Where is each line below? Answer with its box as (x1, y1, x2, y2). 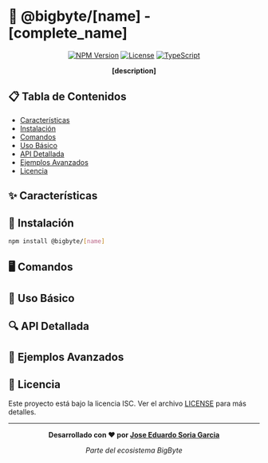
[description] (111, 65, 157, 75)
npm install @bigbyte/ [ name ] (8, 237, 105, 245)
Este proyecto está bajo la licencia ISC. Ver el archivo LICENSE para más (8, 398, 247, 409)
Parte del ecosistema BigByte (85, 445, 183, 455)
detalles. (8, 407, 37, 417)
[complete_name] (8, 24, 128, 42)
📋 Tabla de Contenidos (8, 90, 127, 104)
